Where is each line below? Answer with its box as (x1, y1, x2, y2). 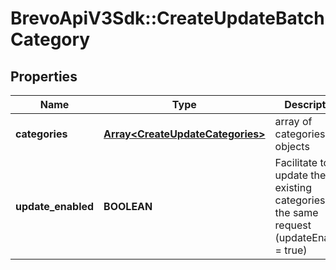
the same (274, 206, 319, 219)
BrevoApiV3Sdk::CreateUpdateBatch (10, 7, 325, 30)
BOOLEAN (103, 200, 153, 213)
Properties (10, 68, 78, 85)
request (274, 218, 312, 232)
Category (10, 28, 91, 51)
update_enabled (15, 200, 95, 213)
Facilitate (274, 156, 318, 169)
